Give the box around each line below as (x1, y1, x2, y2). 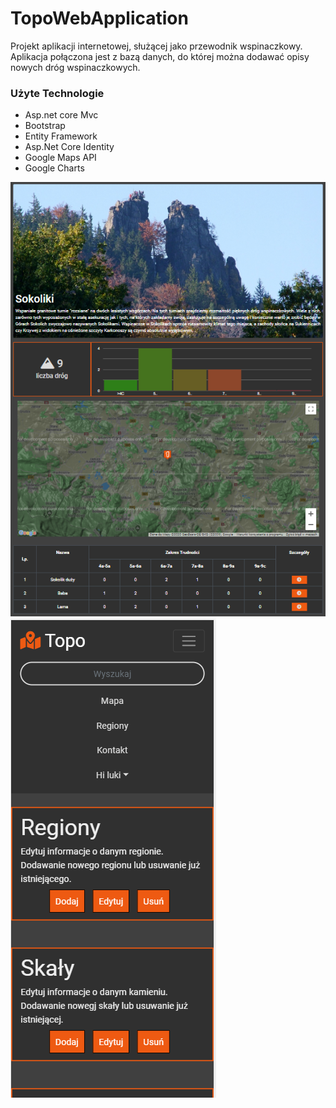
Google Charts (24, 162, 85, 174)
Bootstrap (24, 120, 66, 132)
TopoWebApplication (10, 7, 189, 30)
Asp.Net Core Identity (24, 141, 115, 153)
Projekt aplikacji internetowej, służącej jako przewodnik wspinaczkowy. (10, 40, 303, 52)
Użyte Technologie (10, 86, 105, 100)
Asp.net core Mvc (24, 109, 99, 121)
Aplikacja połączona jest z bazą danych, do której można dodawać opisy (10, 50, 310, 62)
